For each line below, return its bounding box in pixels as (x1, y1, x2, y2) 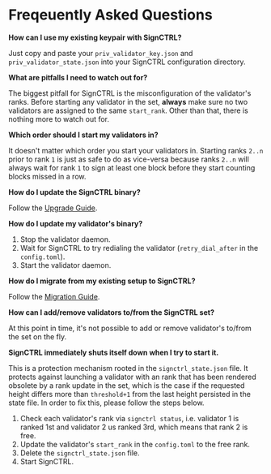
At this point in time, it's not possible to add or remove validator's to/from (8, 323, 252, 333)
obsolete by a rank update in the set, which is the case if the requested (8, 380, 245, 390)
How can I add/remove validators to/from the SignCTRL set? (8, 307, 214, 317)
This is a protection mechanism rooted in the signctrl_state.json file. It (8, 363, 248, 373)
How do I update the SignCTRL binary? (8, 187, 142, 196)
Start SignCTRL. (19, 456, 74, 466)
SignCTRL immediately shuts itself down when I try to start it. (8, 347, 219, 357)
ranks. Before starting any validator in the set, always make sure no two (8, 97, 248, 106)
